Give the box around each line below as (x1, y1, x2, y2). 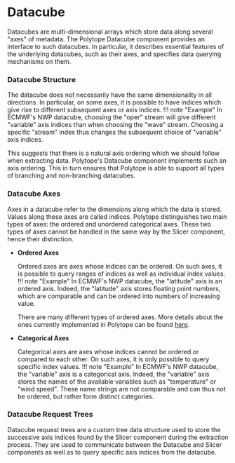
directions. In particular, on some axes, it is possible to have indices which (7, 98, 222, 107)
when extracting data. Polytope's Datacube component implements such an (7, 156, 227, 165)
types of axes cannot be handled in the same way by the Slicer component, (7, 227, 226, 236)
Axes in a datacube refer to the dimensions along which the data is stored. (7, 205, 222, 213)
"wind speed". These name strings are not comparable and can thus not (17, 384, 226, 393)
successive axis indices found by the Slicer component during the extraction (7, 433, 229, 441)
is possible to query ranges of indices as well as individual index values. (17, 269, 226, 278)
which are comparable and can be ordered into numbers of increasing (17, 292, 220, 300)
